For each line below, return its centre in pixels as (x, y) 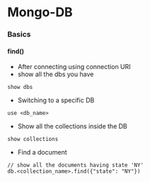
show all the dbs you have (56, 74)
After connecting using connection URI (74, 67)
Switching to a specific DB (56, 100)
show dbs (20, 87)
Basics (19, 35)
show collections (33, 139)
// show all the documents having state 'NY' (75, 165)
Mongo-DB (40, 12)
